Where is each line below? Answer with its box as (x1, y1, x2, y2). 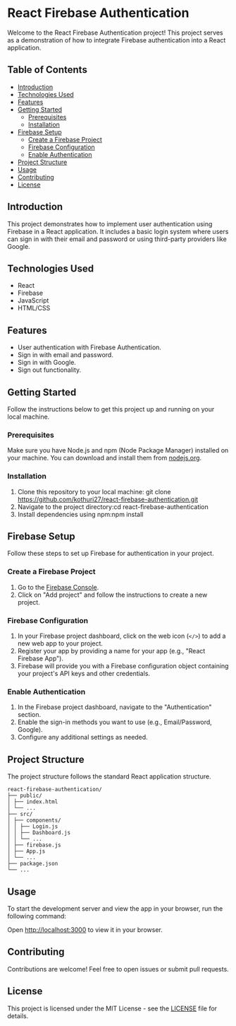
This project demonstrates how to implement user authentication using (7, 219, 213, 228)
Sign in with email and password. (17, 351, 114, 359)
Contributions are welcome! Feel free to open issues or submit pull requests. (7, 964, 229, 973)
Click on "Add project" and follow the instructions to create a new (17, 590, 208, 599)
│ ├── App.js (7, 848, 46, 855)
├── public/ (7, 792, 42, 800)
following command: (7, 911, 67, 920)
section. (17, 711, 42, 719)
